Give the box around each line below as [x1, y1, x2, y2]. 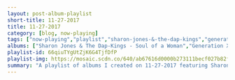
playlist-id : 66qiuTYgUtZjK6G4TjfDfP [7, 49, 117, 56]
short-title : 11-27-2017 [7, 17, 80, 24]
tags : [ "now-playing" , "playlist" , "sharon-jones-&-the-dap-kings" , [7, 36, 205, 43]
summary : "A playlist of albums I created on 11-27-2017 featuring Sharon [7, 62, 230, 69]
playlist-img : [7, 56, 49, 63]
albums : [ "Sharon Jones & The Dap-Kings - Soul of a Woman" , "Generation [7, 42, 224, 49]
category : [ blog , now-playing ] [7, 29, 99, 37]
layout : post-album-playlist [7, 10, 92, 17]
